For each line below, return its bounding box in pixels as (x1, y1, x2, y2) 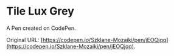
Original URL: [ (6, 36, 43, 43)
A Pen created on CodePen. (6, 24, 76, 32)
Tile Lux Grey (6, 4, 75, 18)
